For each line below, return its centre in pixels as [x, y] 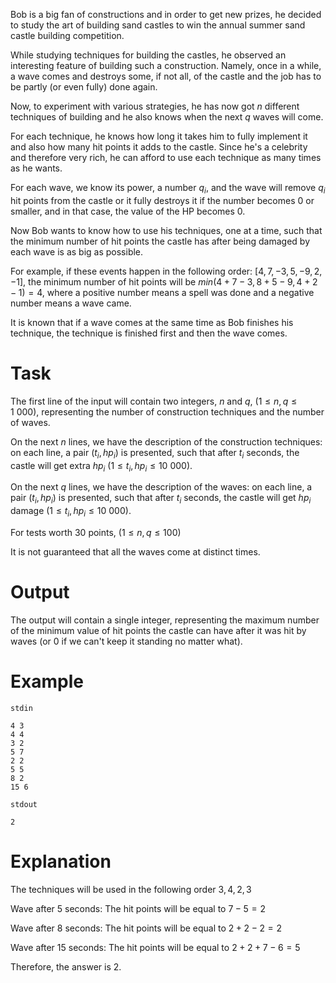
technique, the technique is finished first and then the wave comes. [149, 333]
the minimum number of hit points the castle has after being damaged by [160, 241]
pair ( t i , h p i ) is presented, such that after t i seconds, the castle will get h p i [161, 499]
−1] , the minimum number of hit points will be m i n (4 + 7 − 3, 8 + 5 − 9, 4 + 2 [164, 281]
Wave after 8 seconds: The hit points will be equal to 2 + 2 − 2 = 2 [146, 928]
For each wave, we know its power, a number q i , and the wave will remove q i [168, 189]
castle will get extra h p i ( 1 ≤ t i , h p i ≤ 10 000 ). [101, 466]
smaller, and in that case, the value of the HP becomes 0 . [128, 211]
